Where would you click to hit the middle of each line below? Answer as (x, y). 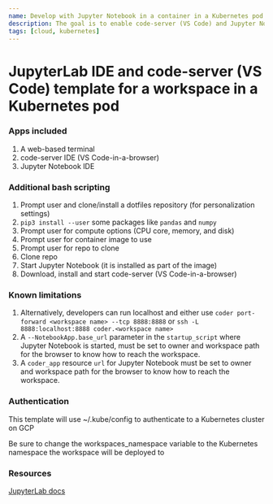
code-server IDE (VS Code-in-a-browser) (90, 157)
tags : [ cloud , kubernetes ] (54, 31)
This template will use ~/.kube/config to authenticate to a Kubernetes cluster (136, 419)
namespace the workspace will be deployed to (87, 452)
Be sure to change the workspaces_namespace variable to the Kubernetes (133, 443)
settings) (35, 214)
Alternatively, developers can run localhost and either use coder (127, 313)
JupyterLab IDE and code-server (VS (135, 71)
